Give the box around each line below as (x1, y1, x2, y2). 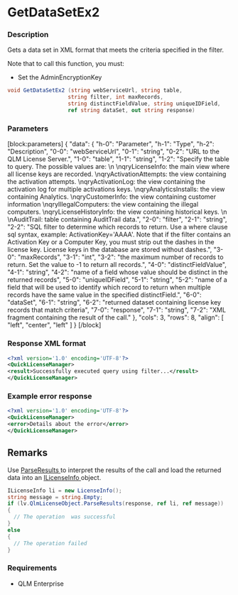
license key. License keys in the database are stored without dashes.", (7, 246, 212, 254)
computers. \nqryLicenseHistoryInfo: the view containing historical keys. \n (7, 207, 227, 217)
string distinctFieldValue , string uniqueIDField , (67, 100, 221, 107)
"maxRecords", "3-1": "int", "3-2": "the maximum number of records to (17, 253, 224, 261)
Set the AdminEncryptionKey (17, 73, 102, 82)
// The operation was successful (13, 513, 116, 520)
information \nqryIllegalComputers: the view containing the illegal (7, 200, 199, 209)
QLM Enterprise (17, 579, 64, 588)
